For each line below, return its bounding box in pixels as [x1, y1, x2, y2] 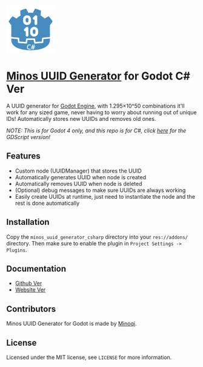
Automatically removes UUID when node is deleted [15, 180, 142, 187]
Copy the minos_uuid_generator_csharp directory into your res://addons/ [6, 233, 188, 241]
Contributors [6, 304, 56, 314]
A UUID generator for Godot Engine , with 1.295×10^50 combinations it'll [6, 102, 185, 109]
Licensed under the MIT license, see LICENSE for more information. [6, 354, 172, 361]
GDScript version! [6, 133, 50, 140]
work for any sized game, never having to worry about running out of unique [6, 108, 197, 116]
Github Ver [15, 280, 42, 287]
